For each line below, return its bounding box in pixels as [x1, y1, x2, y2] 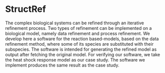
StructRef [5, 3, 46, 15]
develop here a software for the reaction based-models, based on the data [5, 36, 159, 42]
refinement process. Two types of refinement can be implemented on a [5, 25, 152, 31]
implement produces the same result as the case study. [5, 62, 119, 68]
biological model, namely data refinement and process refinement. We [5, 30, 150, 36]
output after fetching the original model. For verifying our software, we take [5, 51, 160, 58]
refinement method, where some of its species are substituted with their [5, 41, 154, 47]
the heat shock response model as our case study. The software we [5, 57, 145, 63]
